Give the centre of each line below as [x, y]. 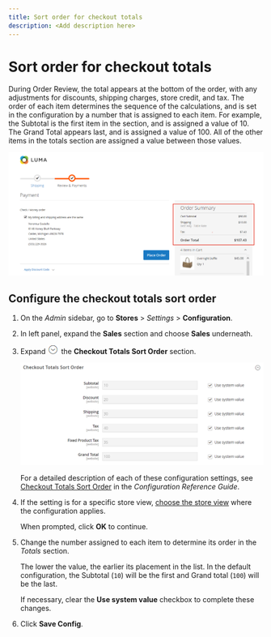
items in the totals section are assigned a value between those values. [125, 141]
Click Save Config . [51, 624]
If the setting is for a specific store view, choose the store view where [136, 502]
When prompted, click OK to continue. [84, 527]
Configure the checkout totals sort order [112, 299]
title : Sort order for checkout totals [76, 17]
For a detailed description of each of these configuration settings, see [136, 478]
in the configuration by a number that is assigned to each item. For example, [135, 115]
